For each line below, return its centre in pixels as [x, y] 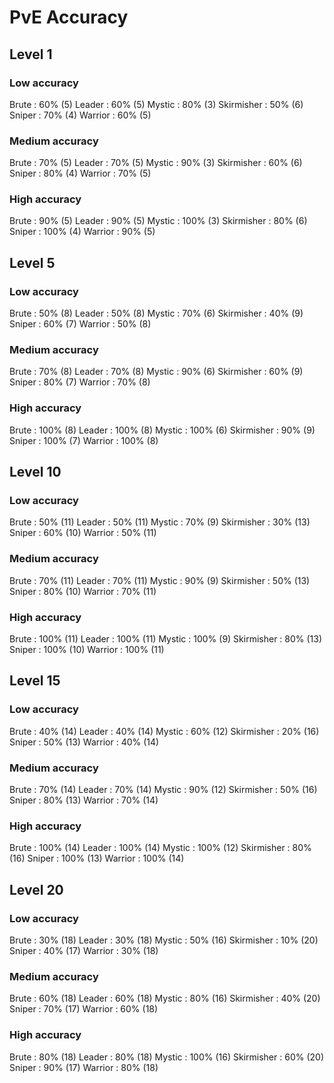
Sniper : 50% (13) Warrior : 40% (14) [84, 742]
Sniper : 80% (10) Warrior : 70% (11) [83, 591]
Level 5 [32, 262]
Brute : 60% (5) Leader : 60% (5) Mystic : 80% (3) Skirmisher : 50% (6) [156, 104]
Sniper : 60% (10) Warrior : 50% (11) [83, 533]
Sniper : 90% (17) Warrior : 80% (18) [84, 1067]
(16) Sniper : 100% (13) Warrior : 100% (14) [97, 858]
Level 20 [36, 889]
